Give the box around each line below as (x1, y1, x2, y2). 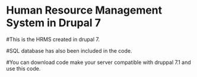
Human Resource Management (6, 4, 163, 17)
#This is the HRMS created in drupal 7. (6, 36, 100, 43)
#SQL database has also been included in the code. (6, 47, 132, 54)
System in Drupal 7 (6, 16, 101, 30)
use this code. (6, 65, 41, 72)
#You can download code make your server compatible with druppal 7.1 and (6, 59, 191, 66)
